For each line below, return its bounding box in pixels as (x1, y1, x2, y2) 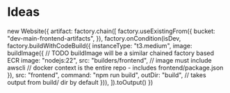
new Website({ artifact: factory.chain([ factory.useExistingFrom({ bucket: (7, 27, 215, 35)
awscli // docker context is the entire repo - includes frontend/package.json (7, 63, 224, 72)
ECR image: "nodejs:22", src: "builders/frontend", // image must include (7, 56, 212, 64)
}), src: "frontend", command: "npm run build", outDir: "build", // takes (7, 70, 206, 79)
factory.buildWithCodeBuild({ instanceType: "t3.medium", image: (7, 41, 192, 50)
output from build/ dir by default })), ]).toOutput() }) (7, 78, 154, 86)
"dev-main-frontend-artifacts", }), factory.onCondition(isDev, (7, 34, 181, 42)
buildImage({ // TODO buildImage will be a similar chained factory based (7, 49, 214, 57)
